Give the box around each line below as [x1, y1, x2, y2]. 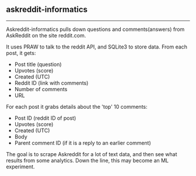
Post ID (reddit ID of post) [14, 114, 76, 122]
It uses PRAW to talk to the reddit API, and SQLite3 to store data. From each [6, 43, 188, 50]
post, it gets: [6, 49, 36, 56]
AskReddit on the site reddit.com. [6, 32, 86, 39]
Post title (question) [14, 61, 62, 68]
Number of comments [14, 85, 68, 92]
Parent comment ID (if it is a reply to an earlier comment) [14, 139, 152, 146]
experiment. [6, 163, 35, 170]
